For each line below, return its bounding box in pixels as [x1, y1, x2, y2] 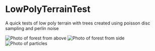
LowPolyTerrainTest [5, 3, 91, 15]
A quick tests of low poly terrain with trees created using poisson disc [5, 20, 150, 26]
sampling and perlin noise [5, 25, 59, 31]
